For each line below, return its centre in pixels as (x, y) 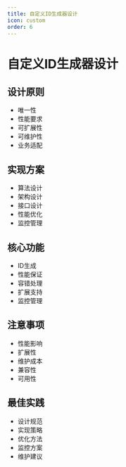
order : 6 (20, 27)
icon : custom (26, 20)
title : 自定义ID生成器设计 (43, 14)
